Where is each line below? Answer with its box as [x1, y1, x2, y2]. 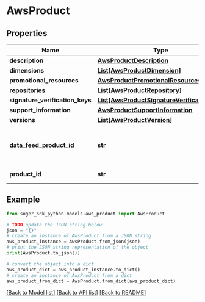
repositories [9, 86, 46, 95]
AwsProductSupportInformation [97, 106, 193, 114]
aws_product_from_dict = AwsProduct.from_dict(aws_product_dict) [6, 278, 176, 284]
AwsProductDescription [97, 56, 169, 65]
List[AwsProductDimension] [97, 67, 181, 74]
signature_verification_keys [9, 96, 92, 104]
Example [6, 195, 40, 205]
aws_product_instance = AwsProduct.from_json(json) [6, 239, 140, 245]
